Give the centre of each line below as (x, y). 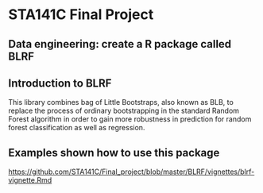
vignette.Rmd (30, 180)
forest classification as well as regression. (77, 128)
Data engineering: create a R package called (120, 44)
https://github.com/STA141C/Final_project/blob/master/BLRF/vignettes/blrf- (131, 172)
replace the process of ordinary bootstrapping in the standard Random (124, 111)
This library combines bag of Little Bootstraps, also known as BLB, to (121, 102)
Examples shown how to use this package (114, 152)
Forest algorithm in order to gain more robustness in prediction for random (130, 119)
